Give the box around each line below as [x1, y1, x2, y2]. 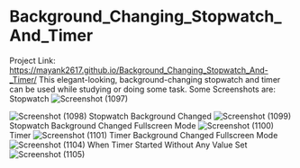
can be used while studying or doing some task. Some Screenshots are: [9, 84, 277, 94]
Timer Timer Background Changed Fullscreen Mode [9, 129, 278, 140]
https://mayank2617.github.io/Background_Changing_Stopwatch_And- [9, 65, 268, 75]
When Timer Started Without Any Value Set [86, 139, 248, 150]
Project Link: [9, 55, 56, 66]
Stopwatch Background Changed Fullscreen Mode [9, 119, 196, 131]
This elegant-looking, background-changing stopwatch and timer [39, 74, 281, 84]
